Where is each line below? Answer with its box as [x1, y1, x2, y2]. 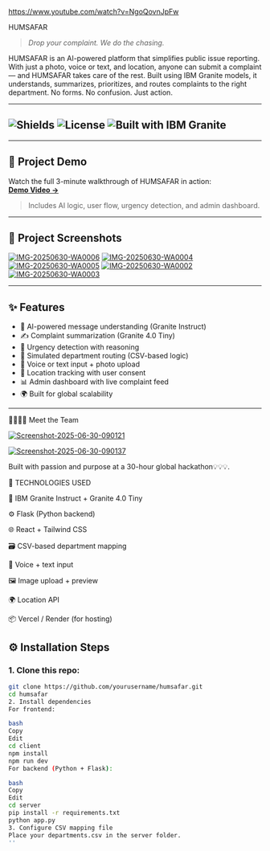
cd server [8, 801, 42, 810]
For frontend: [8, 705, 56, 714]
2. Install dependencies [8, 698, 92, 706]
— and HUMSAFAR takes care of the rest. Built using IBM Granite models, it [8, 71, 257, 80]
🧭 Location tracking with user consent [19, 368, 146, 378]
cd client [8, 743, 42, 751]
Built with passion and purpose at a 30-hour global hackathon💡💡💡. [8, 462, 231, 472]
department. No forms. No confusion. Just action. [8, 88, 173, 97]
